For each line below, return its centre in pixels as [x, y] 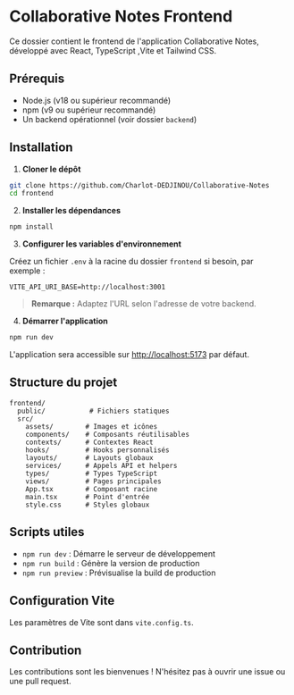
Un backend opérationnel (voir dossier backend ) [109, 119]
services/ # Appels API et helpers [101, 465]
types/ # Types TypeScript [92, 473]
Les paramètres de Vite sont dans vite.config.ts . [101, 622]
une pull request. [40, 682]
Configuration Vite [62, 601]
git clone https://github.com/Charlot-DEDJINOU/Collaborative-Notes [139, 185]
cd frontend [31, 194]
